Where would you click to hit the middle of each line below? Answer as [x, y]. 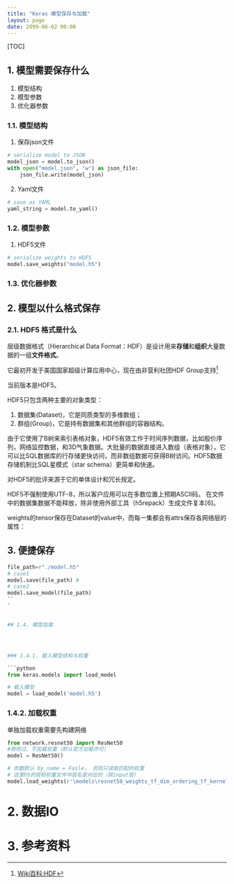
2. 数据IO [33, 811]
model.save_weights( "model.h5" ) [54, 264]
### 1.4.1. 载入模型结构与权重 [48, 656]
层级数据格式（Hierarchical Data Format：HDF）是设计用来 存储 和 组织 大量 [113, 346]
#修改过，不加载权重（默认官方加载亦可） [58, 749]
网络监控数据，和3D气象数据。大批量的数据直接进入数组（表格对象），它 [123, 447]
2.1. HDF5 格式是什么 [42, 330]
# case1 [18, 573]
